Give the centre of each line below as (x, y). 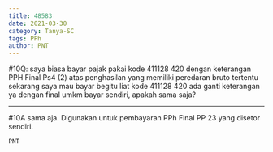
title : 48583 (30, 16)
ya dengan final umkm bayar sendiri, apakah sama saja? (102, 95)
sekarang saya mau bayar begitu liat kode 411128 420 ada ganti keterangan (134, 87)
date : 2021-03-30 (38, 23)
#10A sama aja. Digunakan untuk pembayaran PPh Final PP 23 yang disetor (134, 118)
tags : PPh (25, 38)
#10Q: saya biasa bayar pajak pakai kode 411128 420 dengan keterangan (130, 69)
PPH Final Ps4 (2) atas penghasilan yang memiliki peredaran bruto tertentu (133, 78)
